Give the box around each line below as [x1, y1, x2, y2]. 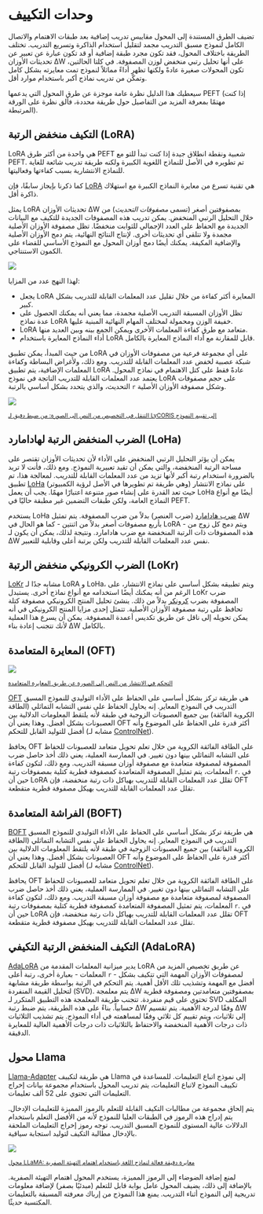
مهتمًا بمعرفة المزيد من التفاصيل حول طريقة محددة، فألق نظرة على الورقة [8, 97, 226, 106]
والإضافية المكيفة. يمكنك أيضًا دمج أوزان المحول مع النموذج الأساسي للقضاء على [8, 237, 241, 247]
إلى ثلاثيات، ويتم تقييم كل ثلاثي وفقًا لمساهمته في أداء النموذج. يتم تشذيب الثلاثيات [8, 1011, 246, 1021]
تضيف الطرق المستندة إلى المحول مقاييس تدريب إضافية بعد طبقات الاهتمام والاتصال [8, 31, 255, 41]
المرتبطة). [8, 105, 38, 115]
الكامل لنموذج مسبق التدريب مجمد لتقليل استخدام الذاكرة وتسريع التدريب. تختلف [8, 39, 245, 49]
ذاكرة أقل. [8, 189, 39, 198]
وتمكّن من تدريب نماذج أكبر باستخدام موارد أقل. [8, 73, 148, 83]
